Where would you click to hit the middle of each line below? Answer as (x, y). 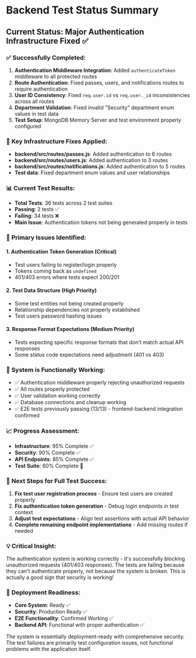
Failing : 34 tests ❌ (37, 216)
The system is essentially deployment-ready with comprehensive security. (95, 637)
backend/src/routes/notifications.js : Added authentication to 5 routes (100, 167)
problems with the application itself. (49, 649)
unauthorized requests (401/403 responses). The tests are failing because (95, 565)
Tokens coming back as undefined (55, 271)
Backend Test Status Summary (82, 10)
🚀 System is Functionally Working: (56, 370)
